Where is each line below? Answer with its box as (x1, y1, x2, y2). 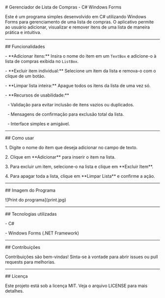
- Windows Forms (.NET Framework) (5, 230, 80, 236)
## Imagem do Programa (5, 187, 55, 193)
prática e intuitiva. (5, 30, 42, 35)
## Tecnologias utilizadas (5, 211, 57, 217)
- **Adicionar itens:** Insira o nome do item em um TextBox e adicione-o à (5, 53, 157, 59)
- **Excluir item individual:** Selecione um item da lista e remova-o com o (5, 68, 156, 73)
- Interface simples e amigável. (7, 121, 70, 127)
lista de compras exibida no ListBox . (5, 59, 79, 64)
